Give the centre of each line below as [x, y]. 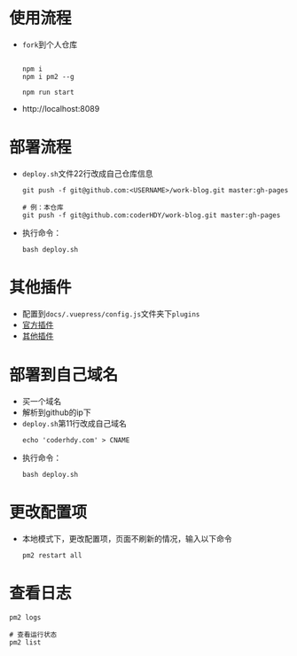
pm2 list [25, 642]
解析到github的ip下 [56, 412]
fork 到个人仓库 [50, 44]
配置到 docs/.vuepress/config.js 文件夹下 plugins [111, 313]
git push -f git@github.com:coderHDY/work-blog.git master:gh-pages [151, 215]
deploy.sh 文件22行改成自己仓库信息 [87, 173]
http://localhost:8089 [61, 108]
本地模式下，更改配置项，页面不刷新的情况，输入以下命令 [127, 538]
